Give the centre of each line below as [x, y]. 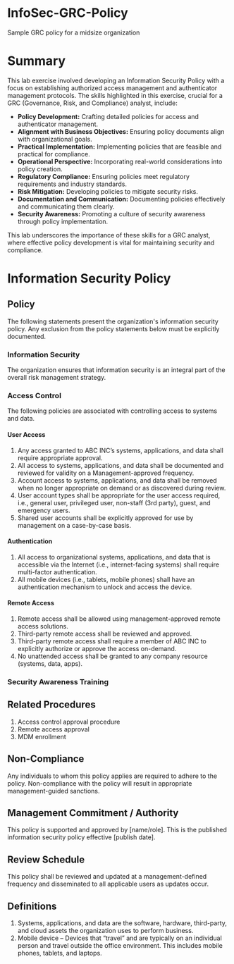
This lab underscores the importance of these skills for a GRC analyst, [109, 235]
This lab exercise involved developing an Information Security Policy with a [116, 80]
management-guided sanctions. [54, 791]
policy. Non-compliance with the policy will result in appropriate [100, 783]
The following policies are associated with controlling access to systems [112, 411]
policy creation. [40, 169]
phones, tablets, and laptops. [60, 953]
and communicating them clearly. [66, 206]
